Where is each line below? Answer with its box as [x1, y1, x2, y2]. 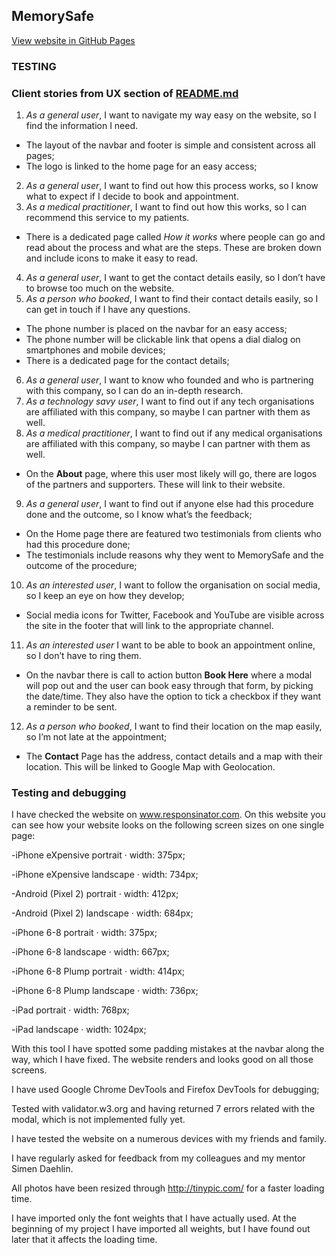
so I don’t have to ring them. [25, 650, 142, 662]
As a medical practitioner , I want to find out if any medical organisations [25, 427, 323, 439]
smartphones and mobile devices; [25, 344, 166, 356]
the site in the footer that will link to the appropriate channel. [25, 620, 274, 632]
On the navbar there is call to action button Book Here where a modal [25, 669, 313, 681]
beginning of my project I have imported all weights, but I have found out [11, 1223, 311, 1235]
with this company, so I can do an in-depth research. [25, 385, 244, 397]
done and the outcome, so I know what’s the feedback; [25, 509, 253, 521]
